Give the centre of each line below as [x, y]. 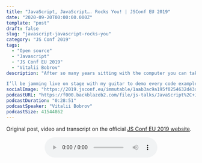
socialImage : [23, 90]
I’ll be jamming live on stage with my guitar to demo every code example [102, 84]
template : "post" [28, 23]
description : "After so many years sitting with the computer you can [96, 73]
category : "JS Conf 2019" [38, 40]
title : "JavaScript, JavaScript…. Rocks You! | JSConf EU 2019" [88, 12]
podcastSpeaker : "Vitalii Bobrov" [50, 106]
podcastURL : [21, 95]
